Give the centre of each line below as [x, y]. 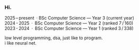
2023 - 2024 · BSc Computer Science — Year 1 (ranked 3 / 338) [69, 28]
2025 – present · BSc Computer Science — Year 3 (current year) [69, 18]
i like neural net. [21, 43]
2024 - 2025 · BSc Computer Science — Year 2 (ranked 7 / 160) [69, 23]
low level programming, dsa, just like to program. [54, 38]
